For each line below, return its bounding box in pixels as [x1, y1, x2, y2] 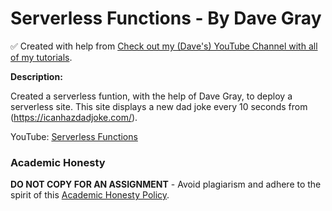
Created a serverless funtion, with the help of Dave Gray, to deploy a [10, 90, 293, 102]
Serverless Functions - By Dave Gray [10, 7, 322, 30]
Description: [10, 70, 63, 82]
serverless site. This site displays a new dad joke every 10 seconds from [10, 100, 308, 112]
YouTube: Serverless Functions [10, 130, 138, 142]
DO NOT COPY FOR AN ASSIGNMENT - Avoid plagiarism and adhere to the [10, 178, 322, 191]
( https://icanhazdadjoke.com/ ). [10, 111, 138, 123]
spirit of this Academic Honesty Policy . [10, 189, 170, 201]
